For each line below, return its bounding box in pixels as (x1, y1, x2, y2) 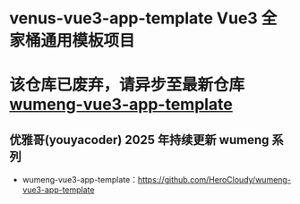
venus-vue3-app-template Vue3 (9, 8, 258, 29)
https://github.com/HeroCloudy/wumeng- (137, 174, 291, 185)
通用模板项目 (40, 30, 136, 51)
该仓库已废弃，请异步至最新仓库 (9, 75, 245, 95)
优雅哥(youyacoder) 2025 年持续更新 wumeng (9, 132, 270, 148)
